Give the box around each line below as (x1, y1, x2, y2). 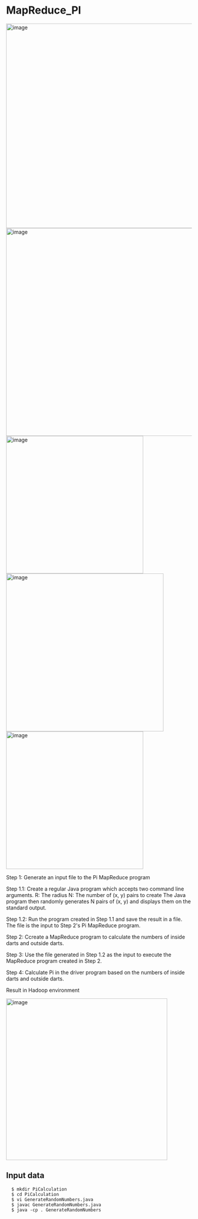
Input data (6, 1170, 45, 1181)
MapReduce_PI (6, 4, 81, 17)
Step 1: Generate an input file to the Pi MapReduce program (6, 873, 150, 881)
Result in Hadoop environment (6, 986, 80, 994)
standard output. (6, 904, 47, 911)
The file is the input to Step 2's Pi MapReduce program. (6, 921, 141, 929)
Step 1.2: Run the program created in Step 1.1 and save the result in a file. (6, 915, 183, 923)
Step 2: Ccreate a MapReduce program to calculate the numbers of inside (6, 933, 186, 940)
